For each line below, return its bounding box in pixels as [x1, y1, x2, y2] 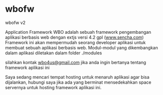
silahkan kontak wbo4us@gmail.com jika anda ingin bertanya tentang [5, 59, 147, 65]
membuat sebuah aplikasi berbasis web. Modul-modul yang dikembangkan [5, 45, 158, 50]
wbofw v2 [5, 20, 26, 25]
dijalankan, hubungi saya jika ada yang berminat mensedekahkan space [5, 79, 152, 85]
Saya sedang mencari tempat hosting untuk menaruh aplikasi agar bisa [5, 74, 150, 80]
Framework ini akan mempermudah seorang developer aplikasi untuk [5, 39, 146, 45]
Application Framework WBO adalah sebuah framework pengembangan [5, 29, 152, 35]
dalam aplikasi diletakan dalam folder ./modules [5, 50, 102, 56]
